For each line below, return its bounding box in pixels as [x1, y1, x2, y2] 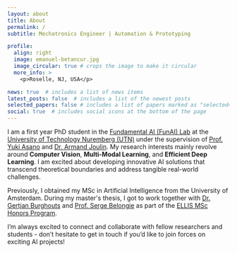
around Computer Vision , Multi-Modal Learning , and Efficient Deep [7, 150, 208, 158]
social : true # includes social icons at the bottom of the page [7, 108, 207, 115]
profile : [7, 43, 33, 50]
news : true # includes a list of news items [7, 88, 143, 95]
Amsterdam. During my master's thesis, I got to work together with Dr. [7, 194, 211, 202]
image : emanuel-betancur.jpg [13, 56, 99, 64]
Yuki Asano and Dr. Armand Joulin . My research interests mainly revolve [7, 143, 217, 151]
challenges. [7, 172, 41, 181]
